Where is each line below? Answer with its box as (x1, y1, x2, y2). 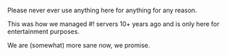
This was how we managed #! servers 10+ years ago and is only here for (7, 20, 220, 28)
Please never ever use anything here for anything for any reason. (7, 6, 197, 14)
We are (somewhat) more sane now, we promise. (7, 41, 150, 49)
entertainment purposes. (7, 28, 80, 35)
